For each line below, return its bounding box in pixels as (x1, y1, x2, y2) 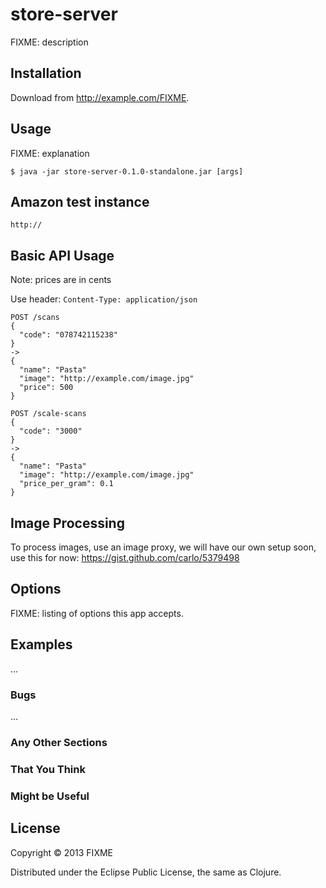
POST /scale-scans (10, 409, 87, 419)
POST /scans (10, 313, 60, 323)
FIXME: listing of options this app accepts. (10, 607, 184, 619)
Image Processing (10, 514, 125, 532)
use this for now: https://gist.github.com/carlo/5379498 (10, 552, 240, 563)
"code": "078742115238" (19, 330, 118, 340)
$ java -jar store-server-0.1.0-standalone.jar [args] (10, 166, 244, 177)
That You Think (10, 762, 86, 776)
